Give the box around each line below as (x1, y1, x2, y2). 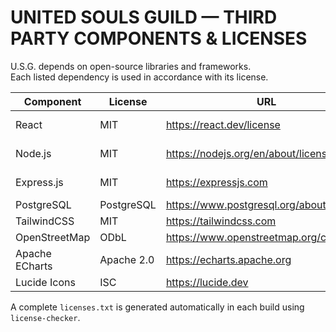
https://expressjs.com (165, 175, 268, 189)
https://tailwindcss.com (165, 214, 277, 228)
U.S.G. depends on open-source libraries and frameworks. (10, 60, 252, 72)
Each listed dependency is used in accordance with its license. (10, 71, 269, 83)
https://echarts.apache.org (165, 252, 292, 266)
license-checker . (10, 311, 81, 323)
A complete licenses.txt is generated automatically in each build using (10, 301, 305, 313)
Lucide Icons (15, 275, 76, 289)
